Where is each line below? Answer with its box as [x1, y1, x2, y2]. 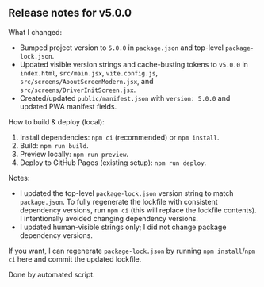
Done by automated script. [8, 270, 95, 279]
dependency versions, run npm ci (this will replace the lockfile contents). [19, 205, 257, 215]
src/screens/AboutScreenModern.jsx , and [19, 76, 154, 86]
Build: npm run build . [19, 140, 89, 150]
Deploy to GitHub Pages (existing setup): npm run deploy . [19, 158, 207, 167]
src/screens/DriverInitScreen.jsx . [19, 85, 136, 94]
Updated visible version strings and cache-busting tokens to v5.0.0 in [19, 59, 248, 69]
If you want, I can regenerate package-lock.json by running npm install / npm [8, 246, 256, 255]
